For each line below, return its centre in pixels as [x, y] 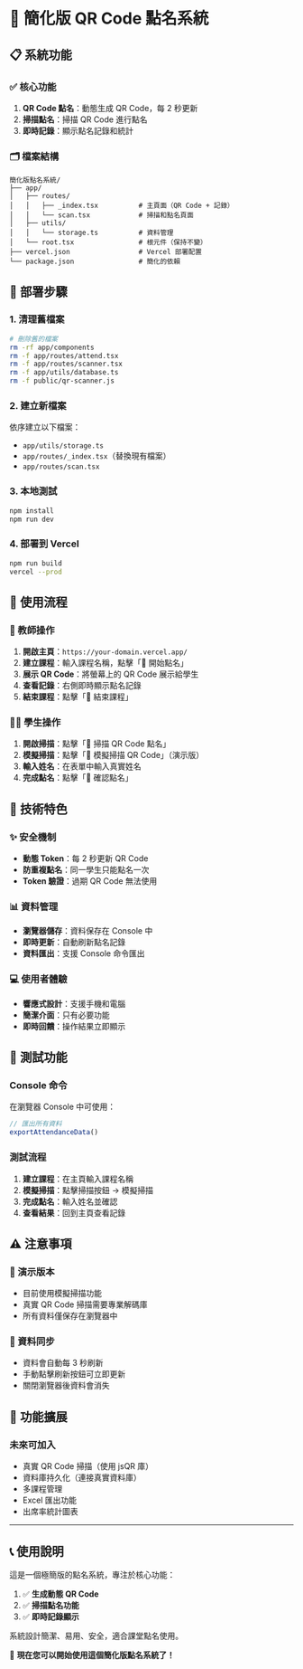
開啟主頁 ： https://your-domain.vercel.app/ [105, 651]
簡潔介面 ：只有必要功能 [66, 1015]
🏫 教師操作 [32, 630]
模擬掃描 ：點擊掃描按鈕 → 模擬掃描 [88, 1190]
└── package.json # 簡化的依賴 [95, 262]
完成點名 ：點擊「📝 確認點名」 [78, 778]
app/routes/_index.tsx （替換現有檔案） [96, 456]
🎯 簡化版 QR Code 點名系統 [109, 19]
